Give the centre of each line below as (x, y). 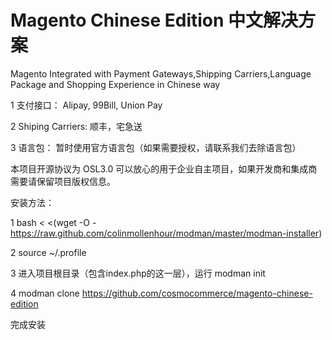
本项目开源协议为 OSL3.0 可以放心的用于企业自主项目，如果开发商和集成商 (164, 168)
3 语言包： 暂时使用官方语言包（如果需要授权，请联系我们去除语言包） (156, 147)
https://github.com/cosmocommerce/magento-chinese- (197, 293)
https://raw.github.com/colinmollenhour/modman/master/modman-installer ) (166, 233)
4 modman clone (45, 293)
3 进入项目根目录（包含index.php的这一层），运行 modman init (138, 273)
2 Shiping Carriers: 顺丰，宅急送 (76, 126)
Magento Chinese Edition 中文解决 (154, 20)
